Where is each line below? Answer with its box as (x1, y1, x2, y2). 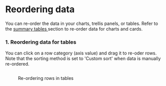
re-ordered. (5, 61, 29, 67)
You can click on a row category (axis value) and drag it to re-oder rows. (5, 50, 157, 56)
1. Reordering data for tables (5, 38, 77, 45)
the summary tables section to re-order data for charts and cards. (5, 25, 143, 32)
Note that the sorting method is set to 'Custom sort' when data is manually (5, 55, 161, 62)
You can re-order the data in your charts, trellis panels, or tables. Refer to (5, 20, 158, 26)
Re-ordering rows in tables (18, 75, 74, 81)
